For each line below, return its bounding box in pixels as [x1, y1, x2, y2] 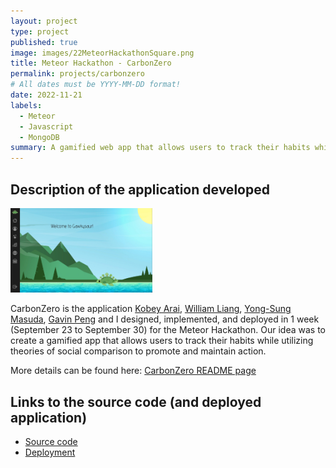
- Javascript [19, 121, 74, 132]
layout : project [10, 16, 78, 26]
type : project [10, 26, 70, 37]
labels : [10, 100, 43, 110]
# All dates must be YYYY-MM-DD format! [10, 80, 182, 90]
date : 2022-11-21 [10, 90, 83, 100]
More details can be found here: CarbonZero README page [10, 365, 257, 377]
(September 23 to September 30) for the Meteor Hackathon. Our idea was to [10, 324, 326, 336]
